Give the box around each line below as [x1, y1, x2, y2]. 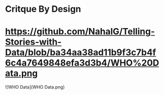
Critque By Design [5, 3, 82, 15]
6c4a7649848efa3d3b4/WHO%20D [5, 58, 160, 68]
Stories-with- [5, 36, 62, 48]
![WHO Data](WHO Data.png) [5, 84, 65, 90]
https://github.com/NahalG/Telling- [5, 26, 155, 37]
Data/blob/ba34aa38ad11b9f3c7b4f [5, 47, 157, 58]
